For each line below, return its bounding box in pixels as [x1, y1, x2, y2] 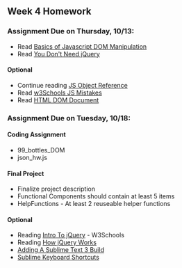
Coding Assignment [7, 130, 66, 139]
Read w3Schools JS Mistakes [17, 88, 102, 97]
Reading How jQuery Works [17, 238, 97, 246]
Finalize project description [17, 184, 96, 194]
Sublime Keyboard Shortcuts [17, 253, 99, 262]
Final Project [7, 169, 44, 178]
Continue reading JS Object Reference [17, 81, 129, 89]
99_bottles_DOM [17, 146, 65, 155]
